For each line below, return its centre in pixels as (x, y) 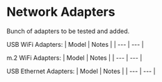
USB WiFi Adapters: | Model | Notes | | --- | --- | (75, 44)
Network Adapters (61, 12)
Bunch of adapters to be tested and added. (68, 31)
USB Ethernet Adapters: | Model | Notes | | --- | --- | (81, 71)
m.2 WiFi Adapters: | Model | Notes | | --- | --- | (74, 58)
